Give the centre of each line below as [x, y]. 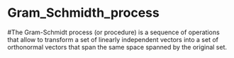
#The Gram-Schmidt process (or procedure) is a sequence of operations [113, 32]
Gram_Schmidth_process [83, 13]
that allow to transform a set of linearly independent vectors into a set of [113, 39]
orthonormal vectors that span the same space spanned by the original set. [117, 47]
